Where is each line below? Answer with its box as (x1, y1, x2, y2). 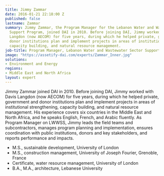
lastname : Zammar (5, 20, 41, 26)
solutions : (5, 57, 27, 62)
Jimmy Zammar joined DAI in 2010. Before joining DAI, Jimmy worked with (5, 88, 154, 94)
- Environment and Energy (5, 61, 58, 66)
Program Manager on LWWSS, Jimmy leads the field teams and (5, 119, 133, 125)
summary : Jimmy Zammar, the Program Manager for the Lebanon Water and (5, 25, 154, 30)
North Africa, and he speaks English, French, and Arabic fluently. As (5, 114, 142, 120)
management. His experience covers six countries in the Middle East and (5, 109, 152, 115)
